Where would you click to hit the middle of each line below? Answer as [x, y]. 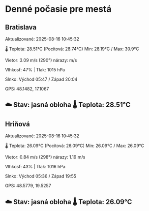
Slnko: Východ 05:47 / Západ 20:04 [41, 79]
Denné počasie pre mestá [58, 9]
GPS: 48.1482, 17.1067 [27, 89]
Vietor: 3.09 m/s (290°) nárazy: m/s [41, 60]
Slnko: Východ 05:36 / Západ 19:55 [41, 176]
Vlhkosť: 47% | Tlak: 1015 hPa [35, 70]
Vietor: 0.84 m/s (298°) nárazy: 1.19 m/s [45, 157]
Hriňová [18, 124]
